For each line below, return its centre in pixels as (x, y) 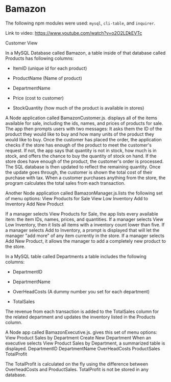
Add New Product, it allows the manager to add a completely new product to (86, 241)
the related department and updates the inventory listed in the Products (80, 317)
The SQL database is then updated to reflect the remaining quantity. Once (83, 166)
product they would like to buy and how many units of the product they (80, 134)
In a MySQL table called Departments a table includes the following (76, 256)
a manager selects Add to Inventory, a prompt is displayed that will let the (82, 230)
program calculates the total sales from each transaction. (65, 183)
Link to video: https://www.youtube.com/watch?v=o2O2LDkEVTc (74, 33)
